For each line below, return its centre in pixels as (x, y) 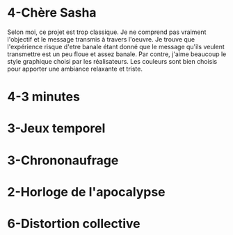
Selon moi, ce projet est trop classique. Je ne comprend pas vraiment (107, 32)
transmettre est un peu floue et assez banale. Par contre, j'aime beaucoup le (117, 54)
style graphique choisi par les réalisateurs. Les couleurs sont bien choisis (112, 61)
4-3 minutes (43, 97)
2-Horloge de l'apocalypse (86, 192)
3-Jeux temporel (56, 129)
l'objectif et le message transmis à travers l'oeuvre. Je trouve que (101, 39)
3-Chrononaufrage (63, 160)
